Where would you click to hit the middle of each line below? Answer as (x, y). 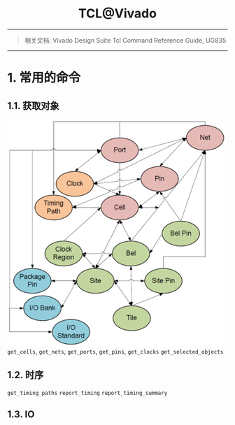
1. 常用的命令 (44, 78)
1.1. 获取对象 (33, 106)
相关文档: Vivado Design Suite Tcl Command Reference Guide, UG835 (125, 40)
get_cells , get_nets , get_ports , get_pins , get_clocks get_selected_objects (115, 351)
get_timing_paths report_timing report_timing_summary (87, 393)
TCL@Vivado (117, 14)
